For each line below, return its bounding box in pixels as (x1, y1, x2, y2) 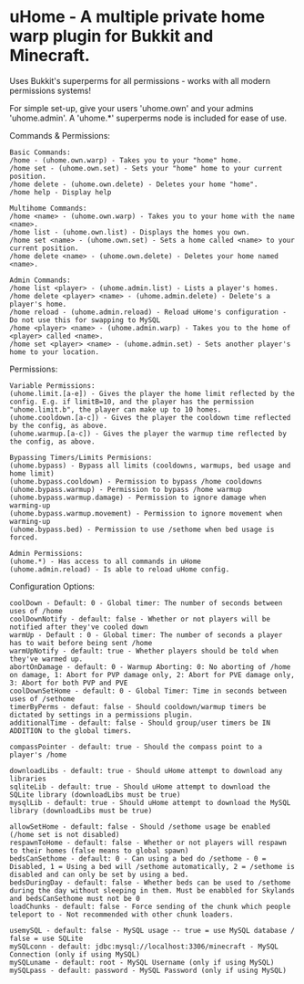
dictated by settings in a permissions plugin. (9, 710, 194, 719)
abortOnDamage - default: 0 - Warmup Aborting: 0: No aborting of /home (9, 662, 291, 672)
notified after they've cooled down (9, 623, 148, 632)
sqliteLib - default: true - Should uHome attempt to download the (9, 782, 271, 791)
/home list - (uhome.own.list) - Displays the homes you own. (9, 227, 250, 236)
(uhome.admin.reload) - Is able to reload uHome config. (9, 564, 230, 574)
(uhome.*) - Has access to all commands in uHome (9, 557, 202, 566)
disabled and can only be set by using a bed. (9, 870, 189, 879)
